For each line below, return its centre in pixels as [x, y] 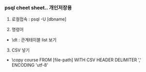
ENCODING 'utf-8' [30, 65]
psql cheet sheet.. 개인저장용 [38, 7]
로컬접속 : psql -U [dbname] [39, 19]
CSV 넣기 [21, 50]
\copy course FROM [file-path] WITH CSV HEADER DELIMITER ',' [76, 60]
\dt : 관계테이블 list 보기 [34, 40]
